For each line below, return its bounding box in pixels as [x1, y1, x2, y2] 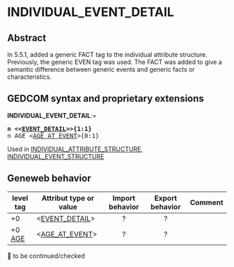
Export [154, 193, 178, 203]
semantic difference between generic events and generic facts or [7, 66, 195, 73]
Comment [189, 197, 224, 207]
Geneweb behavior [7, 172, 92, 185]
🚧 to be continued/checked [7, 252, 86, 260]
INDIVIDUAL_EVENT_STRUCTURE [7, 152, 104, 160]
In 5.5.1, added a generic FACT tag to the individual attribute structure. [7, 50, 208, 59]
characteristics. [7, 73, 52, 81]
